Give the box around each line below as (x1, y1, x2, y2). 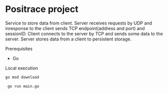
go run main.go (7, 83, 39, 88)
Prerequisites (5, 45, 33, 51)
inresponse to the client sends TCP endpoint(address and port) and (5, 25, 145, 31)
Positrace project (5, 3, 79, 15)
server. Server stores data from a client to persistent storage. (5, 36, 132, 42)
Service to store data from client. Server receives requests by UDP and (5, 20, 152, 26)
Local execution (5, 65, 38, 71)
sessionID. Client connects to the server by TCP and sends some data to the (5, 30, 163, 36)
